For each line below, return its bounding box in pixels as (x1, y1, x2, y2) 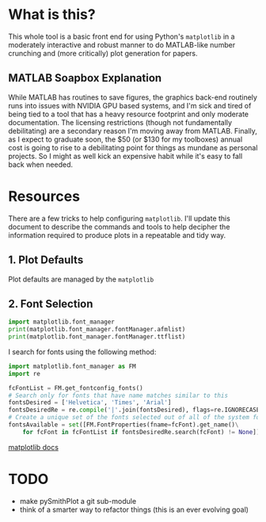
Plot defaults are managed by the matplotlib (8, 274, 154, 284)
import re (8, 369, 41, 377)
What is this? (8, 6, 97, 24)
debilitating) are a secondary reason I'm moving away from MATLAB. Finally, (8, 126, 257, 135)
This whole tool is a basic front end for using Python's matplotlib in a (8, 32, 235, 41)
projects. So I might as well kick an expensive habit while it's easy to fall (8, 151, 243, 161)
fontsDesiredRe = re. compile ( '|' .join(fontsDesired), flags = (8, 406, 215, 414)
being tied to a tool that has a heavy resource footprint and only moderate (8, 109, 249, 119)
